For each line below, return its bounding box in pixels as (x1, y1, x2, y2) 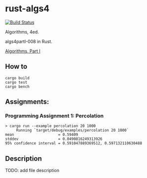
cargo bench (5, 84, 30, 89)
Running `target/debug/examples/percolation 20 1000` (16, 128, 129, 133)
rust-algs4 (5, 3, 50, 14)
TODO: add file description (5, 168, 60, 174)
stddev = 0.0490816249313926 (5, 136, 103, 141)
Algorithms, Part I (5, 48, 40, 54)
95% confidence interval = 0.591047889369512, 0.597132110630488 (5, 141, 142, 146)
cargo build (5, 75, 30, 81)
